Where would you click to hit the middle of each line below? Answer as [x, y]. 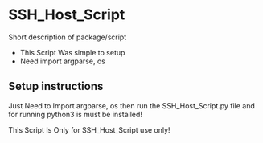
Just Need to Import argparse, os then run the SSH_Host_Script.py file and [132, 105]
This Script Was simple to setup [72, 52]
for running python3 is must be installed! [76, 114]
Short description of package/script [68, 37]
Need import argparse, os [63, 61]
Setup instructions [56, 86]
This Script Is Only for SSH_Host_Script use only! [89, 129]
